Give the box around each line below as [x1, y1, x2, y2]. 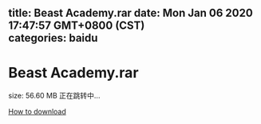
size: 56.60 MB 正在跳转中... [8, 91, 101, 101]
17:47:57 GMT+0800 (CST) [8, 19, 145, 33]
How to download [8, 107, 66, 117]
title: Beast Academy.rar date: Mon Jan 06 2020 [8, 6, 253, 20]
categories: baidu [8, 31, 98, 45]
